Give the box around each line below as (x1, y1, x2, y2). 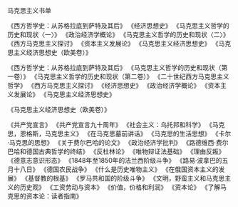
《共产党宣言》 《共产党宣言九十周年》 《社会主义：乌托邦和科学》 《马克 (7, 121, 225, 128)
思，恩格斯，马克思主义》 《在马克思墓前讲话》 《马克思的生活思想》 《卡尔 (7, 129, 232, 138)
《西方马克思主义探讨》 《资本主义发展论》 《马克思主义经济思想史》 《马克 (7, 39, 232, 48)
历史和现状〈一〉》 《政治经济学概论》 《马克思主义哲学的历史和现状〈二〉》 (7, 31, 229, 39)
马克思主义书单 (7, 6, 51, 14)
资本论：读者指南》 (26, 192, 83, 200)
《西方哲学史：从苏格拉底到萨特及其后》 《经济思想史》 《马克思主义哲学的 (7, 21, 229, 30)
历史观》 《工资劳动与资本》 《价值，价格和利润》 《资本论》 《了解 (19, 183, 221, 191)
